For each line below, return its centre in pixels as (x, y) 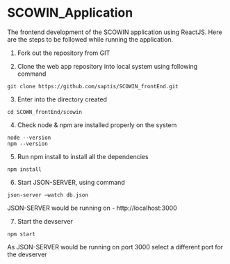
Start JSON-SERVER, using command (71, 182)
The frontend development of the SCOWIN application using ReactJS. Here (115, 32)
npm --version (28, 144)
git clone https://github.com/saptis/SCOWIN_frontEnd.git (93, 86)
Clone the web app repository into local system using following (107, 66)
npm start (22, 234)
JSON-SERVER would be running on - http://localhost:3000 (92, 208)
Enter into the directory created (62, 99)
